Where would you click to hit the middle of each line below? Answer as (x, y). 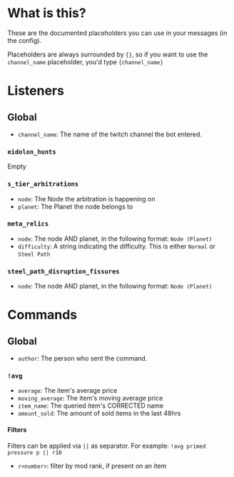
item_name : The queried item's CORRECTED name (91, 406)
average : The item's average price (67, 391)
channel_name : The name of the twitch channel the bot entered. (110, 134)
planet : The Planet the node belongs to (75, 206)
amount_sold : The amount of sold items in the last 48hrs (99, 413)
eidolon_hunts (32, 152)
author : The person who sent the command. (82, 358)
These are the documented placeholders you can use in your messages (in (117, 33)
